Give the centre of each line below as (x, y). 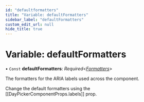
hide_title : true (24, 29)
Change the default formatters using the (48, 89)
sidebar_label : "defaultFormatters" (44, 19)
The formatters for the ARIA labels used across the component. (73, 79)
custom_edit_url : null (30, 24)
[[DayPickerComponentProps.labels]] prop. (51, 94)
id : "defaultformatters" (32, 10)
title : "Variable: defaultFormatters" (47, 15)
